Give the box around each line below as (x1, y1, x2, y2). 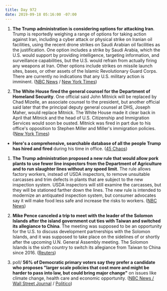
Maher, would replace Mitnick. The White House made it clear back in (12, 109, 156, 115)
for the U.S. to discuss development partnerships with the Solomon (12, 228, 151, 234)
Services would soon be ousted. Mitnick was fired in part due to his (12, 120, 151, 126)
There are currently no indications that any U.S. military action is (12, 73, 145, 79)
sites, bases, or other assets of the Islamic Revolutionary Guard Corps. (12, 68, 158, 74)
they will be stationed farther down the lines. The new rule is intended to (12, 187, 161, 193)
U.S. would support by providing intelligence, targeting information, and (12, 52, 160, 58)
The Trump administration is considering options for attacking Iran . (12, 25, 155, 31)
